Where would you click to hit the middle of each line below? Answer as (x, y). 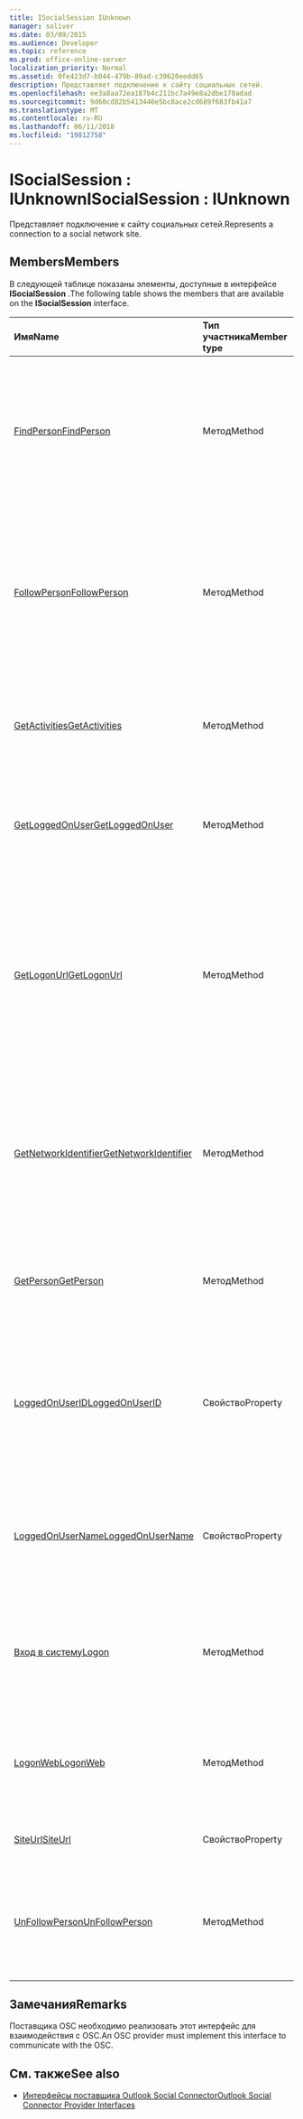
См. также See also (64, 2073)
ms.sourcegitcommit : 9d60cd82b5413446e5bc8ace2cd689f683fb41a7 (131, 102)
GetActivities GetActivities (68, 725)
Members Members (64, 262)
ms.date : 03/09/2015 (48, 34)
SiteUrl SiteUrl (43, 1839)
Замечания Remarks (69, 2005)
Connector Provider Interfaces (78, 2105)
